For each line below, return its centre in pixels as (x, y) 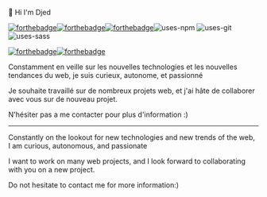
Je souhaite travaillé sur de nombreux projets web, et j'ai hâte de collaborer (132, 91)
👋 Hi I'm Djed (30, 12)
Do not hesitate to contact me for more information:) (94, 185)
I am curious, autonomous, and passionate (78, 146)
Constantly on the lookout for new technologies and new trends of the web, (132, 137)
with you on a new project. (52, 170)
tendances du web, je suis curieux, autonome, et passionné (106, 75)
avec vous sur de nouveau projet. (63, 99)
